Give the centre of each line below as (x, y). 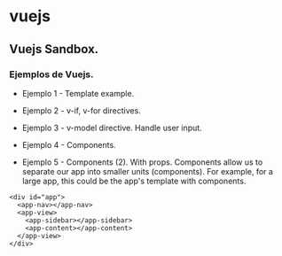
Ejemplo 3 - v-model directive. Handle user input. (112, 128)
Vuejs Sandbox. (54, 49)
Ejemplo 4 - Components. (69, 144)
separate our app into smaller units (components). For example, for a (147, 171)
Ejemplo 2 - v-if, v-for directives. (82, 110)
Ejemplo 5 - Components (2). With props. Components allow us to (142, 162)
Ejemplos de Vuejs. (51, 74)
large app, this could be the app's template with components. (134, 181)
